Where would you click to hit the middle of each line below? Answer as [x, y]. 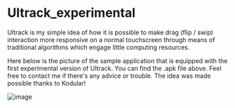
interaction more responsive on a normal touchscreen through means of [111, 39]
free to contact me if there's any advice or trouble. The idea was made [109, 76]
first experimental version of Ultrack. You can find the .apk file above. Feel [115, 68]
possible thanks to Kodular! [47, 83]
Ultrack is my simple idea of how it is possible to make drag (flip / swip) [110, 32]
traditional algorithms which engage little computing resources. [99, 47]
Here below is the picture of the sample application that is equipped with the [117, 60]
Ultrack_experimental [71, 13]
